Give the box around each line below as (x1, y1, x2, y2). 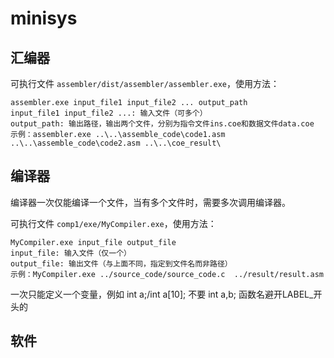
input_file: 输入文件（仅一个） (10, 248, 132, 258)
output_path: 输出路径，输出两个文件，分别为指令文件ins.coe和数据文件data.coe (10, 119, 315, 129)
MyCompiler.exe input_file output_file (10, 237, 177, 247)
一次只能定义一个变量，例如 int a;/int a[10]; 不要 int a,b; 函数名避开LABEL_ (10, 288, 314, 300)
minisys (10, 7, 78, 30)
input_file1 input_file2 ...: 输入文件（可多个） (10, 108, 208, 118)
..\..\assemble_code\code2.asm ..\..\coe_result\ (10, 138, 222, 148)
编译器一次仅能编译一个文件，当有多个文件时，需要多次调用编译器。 (10, 196, 291, 208)
